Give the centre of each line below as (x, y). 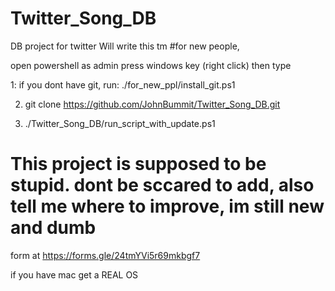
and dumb (53, 228)
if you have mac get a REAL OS (74, 274)
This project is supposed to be (138, 164)
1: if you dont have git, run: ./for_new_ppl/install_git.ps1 (123, 84)
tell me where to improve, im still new (167, 206)
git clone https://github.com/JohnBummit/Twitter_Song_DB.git (152, 104)
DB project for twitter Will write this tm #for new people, (125, 46)
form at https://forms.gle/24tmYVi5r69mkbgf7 (105, 255)
